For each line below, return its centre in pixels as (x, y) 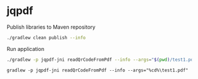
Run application (26, 49)
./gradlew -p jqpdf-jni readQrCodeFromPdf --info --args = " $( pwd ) (88, 60)
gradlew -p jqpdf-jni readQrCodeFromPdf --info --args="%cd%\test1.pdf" (98, 70)
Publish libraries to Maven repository (51, 27)
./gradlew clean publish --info (46, 37)
